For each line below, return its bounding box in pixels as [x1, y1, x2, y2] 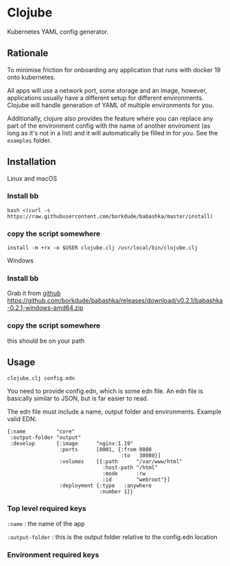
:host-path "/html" [102, 464, 158, 471]
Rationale [7, 47, 49, 59]
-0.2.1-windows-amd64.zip [7, 304, 84, 312]
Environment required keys [7, 550, 100, 559]
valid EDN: [7, 414, 37, 423]
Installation [7, 156, 56, 168]
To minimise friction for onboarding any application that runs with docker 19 [7, 65, 221, 73]
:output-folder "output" [10, 434, 81, 441]
